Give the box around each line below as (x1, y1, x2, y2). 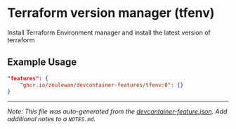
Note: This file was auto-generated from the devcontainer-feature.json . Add (7, 107, 228, 116)
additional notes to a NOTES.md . (7, 115, 96, 123)
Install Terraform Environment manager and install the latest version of (7, 28, 211, 37)
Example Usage (7, 56, 77, 68)
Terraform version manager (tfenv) (7, 5, 215, 21)
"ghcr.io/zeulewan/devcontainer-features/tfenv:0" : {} (20, 81, 184, 89)
